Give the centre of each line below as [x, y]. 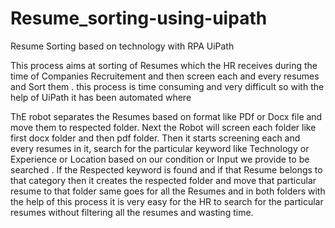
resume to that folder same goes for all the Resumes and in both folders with [168, 191]
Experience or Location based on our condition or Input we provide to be [160, 159]
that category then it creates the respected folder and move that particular [163, 180]
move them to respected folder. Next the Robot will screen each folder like [163, 127]
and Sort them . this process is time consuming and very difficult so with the [167, 86]
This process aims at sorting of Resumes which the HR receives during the [164, 65]
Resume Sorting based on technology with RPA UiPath [122, 46]
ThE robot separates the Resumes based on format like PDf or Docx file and [166, 116]
